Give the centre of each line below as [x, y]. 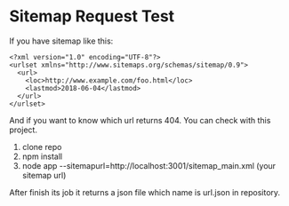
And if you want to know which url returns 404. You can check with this [140, 120]
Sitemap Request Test [92, 16]
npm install [42, 156]
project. [24, 130]
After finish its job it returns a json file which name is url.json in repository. [145, 192]
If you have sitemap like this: [61, 41]
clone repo [42, 147]
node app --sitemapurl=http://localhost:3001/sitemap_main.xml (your [149, 165]
